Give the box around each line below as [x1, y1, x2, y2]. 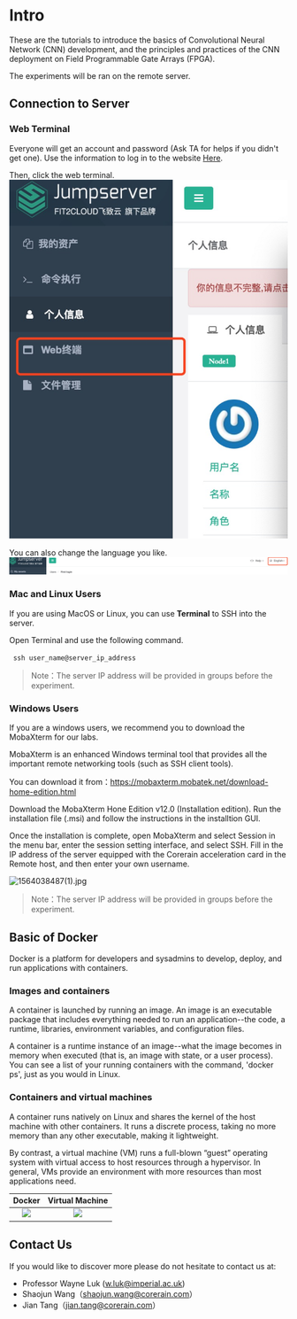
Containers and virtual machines [9, 1091, 153, 1104]
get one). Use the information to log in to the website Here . [9, 152, 224, 163]
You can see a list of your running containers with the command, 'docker [9, 1059, 274, 1070]
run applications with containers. [9, 962, 128, 973]
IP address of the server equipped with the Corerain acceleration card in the [9, 850, 286, 860]
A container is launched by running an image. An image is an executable [9, 1005, 272, 1015]
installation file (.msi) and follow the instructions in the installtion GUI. [9, 813, 261, 824]
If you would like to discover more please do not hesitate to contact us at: [9, 1261, 277, 1271]
